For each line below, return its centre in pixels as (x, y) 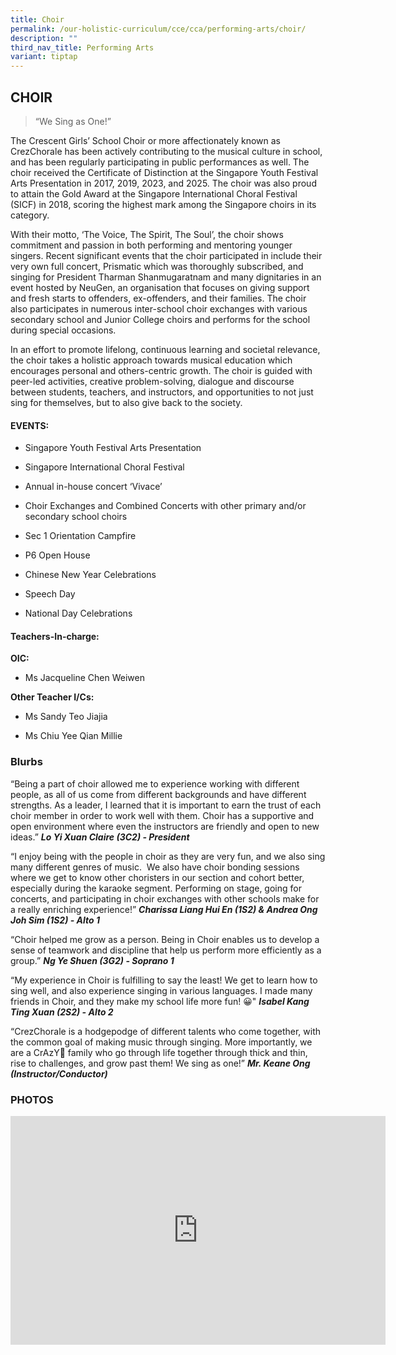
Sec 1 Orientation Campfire (80, 536)
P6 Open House (57, 555)
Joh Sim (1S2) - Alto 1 (55, 920)
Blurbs (26, 762)
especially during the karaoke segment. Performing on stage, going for (156, 888)
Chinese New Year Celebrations (90, 575)
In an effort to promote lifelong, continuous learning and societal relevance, (165, 349)
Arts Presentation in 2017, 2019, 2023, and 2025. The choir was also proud (163, 183)
